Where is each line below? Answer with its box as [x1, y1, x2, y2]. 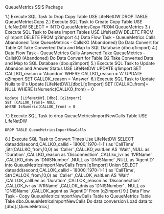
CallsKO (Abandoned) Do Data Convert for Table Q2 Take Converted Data [5, 55, 154, 61]
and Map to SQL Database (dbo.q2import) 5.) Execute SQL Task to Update [5, 61, 155, 66]
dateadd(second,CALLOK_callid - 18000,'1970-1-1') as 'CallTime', [5, 167, 136, 173]
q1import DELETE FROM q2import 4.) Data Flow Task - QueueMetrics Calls [5, 34, 156, 40]
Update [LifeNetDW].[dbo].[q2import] [5, 96, 82, 101]
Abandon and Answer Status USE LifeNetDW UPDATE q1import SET [5, 65, 142, 71]
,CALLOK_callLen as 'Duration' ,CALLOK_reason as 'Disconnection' [5, 178, 141, 183]
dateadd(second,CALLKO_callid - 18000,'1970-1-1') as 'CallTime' [5, 141, 135, 147]
